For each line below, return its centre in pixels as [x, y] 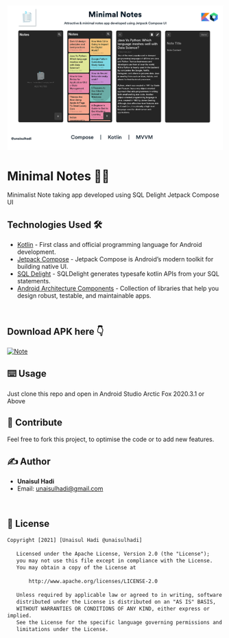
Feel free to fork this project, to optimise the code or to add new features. [111, 439]
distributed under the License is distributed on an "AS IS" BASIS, [116, 602]
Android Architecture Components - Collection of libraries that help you [118, 288]
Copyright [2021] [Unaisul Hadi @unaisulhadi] [75, 541]
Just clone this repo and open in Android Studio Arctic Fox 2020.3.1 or [106, 394]
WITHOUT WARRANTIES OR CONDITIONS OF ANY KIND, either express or [113, 609]
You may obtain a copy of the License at [76, 568]
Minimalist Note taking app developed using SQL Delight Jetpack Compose [113, 195]
